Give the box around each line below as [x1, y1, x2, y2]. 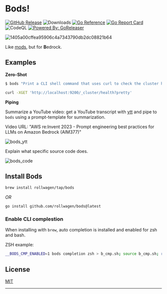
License [5, 265, 30, 274]
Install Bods [5, 172, 42, 180]
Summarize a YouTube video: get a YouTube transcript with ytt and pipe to [5, 109, 158, 115]
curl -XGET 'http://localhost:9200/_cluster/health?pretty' [5, 90, 133, 95]
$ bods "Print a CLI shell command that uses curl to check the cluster [5, 81, 159, 86]
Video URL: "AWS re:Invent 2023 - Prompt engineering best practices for [5, 124, 155, 130]
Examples [5, 58, 36, 67]
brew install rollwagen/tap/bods [5, 185, 75, 190]
